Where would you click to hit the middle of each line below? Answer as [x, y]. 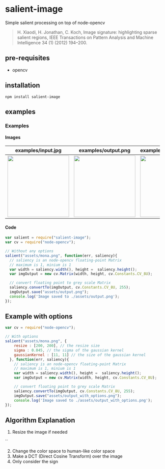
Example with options [39, 316]
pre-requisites [27, 58]
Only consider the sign [35, 462]
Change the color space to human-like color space [64, 451]
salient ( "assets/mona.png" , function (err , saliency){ [61, 256]
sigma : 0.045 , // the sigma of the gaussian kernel [69, 350]
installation [23, 85]
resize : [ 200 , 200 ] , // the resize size [57, 346]
